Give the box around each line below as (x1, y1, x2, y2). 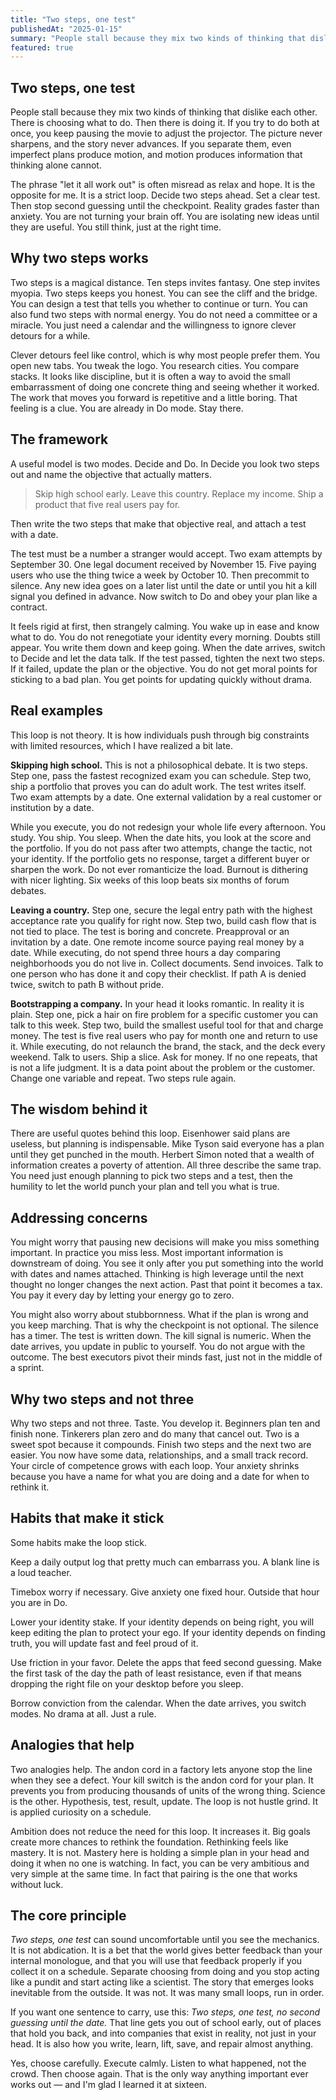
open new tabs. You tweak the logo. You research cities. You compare (10, 359, 300, 371)
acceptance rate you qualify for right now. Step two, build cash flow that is (10, 914, 317, 926)
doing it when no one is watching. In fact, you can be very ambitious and (10, 1857, 310, 1869)
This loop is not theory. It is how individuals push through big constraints (10, 729, 310, 741)
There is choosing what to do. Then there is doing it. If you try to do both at (10, 117, 320, 129)
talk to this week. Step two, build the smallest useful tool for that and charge (10, 1019, 324, 1031)
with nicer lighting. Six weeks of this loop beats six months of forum (10, 874, 290, 886)
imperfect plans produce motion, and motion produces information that (10, 149, 303, 161)
